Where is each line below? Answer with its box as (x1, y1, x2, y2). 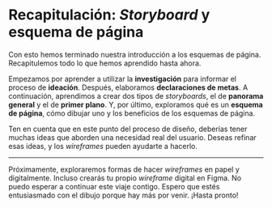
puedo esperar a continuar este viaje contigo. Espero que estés (8, 181, 220, 191)
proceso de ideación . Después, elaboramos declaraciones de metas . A (8, 83, 249, 92)
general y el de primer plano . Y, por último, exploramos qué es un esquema (8, 100, 263, 109)
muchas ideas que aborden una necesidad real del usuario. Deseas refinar (8, 132, 257, 142)
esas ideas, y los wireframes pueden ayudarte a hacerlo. (8, 141, 198, 151)
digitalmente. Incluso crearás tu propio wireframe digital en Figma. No (8, 172, 241, 183)
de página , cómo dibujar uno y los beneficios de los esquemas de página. (8, 108, 256, 118)
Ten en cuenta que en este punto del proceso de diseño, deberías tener (8, 124, 248, 134)
